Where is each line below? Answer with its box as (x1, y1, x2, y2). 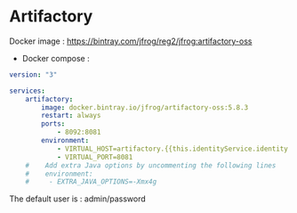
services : (9, 86, 46, 95)
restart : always (41, 111, 101, 120)
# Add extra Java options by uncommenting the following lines (25, 160, 277, 170)
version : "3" (9, 70, 58, 79)
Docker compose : (21, 53, 91, 63)
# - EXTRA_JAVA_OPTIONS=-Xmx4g (25, 177, 157, 186)
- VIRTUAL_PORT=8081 (56, 152, 133, 161)
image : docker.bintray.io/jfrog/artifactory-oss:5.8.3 (41, 102, 249, 112)
